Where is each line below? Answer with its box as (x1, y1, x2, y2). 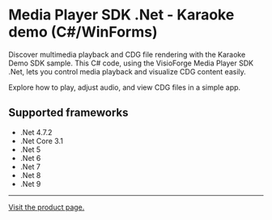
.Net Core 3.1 (19, 136, 63, 146)
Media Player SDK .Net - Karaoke (8, 6, 235, 24)
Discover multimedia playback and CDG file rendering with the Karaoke (8, 49, 246, 59)
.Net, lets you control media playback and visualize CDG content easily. (8, 66, 247, 76)
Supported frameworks (8, 106, 129, 120)
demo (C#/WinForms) (8, 23, 158, 41)
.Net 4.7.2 (19, 127, 53, 137)
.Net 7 (19, 162, 40, 171)
